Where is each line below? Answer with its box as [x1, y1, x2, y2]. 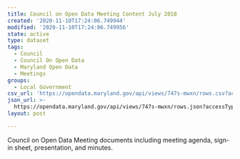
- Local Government [14, 83, 72, 91]
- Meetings [14, 70, 46, 77]
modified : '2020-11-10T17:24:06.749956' [7, 24, 130, 31]
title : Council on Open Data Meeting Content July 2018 [7, 10, 177, 18]
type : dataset [7, 37, 50, 44]
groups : [7, 76, 31, 84]
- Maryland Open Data [14, 63, 79, 71]
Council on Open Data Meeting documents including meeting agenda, [7, 135, 213, 144]
